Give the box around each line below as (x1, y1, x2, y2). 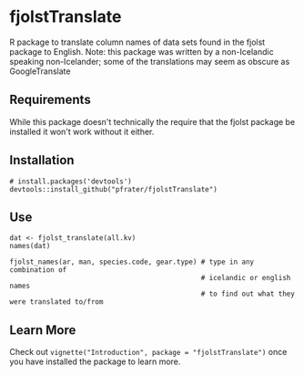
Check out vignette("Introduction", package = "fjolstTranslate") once (9, 347, 288, 358)
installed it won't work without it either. (9, 126, 155, 137)
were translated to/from (9, 298, 104, 307)
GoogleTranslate (9, 66, 71, 77)
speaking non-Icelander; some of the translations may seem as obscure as (9, 56, 290, 67)
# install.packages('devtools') (9, 176, 132, 186)
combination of (9, 266, 67, 275)
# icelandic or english (200, 274, 291, 283)
